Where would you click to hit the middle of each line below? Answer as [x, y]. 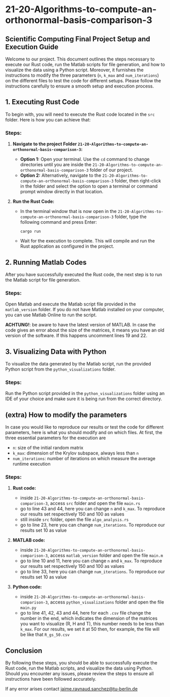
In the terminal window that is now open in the [68, 211]
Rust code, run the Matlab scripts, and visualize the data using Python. [79, 668]
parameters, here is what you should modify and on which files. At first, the [84, 433]
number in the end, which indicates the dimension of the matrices [89, 618]
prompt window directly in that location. [62, 192]
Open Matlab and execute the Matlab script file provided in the [71, 304]
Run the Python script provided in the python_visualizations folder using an [85, 393]
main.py [28, 608]
